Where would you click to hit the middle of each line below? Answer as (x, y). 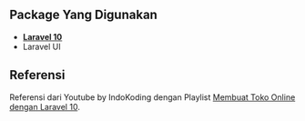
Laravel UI (41, 46)
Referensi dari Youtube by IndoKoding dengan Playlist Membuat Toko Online (152, 97)
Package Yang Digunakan (83, 15)
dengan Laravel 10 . (45, 106)
